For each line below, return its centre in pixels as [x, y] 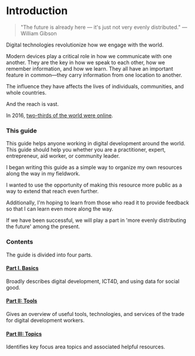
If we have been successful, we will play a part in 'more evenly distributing [96, 220]
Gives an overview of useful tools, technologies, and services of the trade [95, 314]
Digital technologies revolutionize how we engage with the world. [85, 45]
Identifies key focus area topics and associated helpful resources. [86, 347]
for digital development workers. [46, 320]
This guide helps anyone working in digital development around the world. [96, 144]
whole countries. [26, 92]
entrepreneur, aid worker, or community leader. [63, 156]
